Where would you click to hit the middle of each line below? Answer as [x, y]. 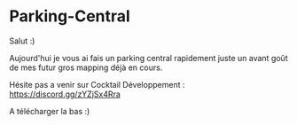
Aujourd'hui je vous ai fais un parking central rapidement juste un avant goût [148, 58]
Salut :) [22, 41]
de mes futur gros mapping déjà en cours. [86, 67]
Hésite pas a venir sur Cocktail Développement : [97, 84]
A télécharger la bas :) [50, 111]
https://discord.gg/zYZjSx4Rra [65, 94]
